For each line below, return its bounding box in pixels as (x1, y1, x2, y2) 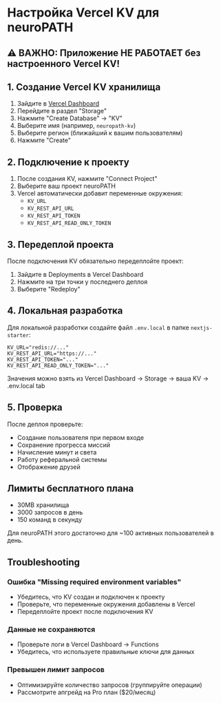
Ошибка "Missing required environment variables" (7, 577, 182, 586)
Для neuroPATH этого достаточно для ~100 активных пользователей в (7, 529, 215, 537)
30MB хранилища (17, 501, 70, 509)
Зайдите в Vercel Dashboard (17, 99, 100, 108)
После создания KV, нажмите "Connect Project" (17, 175, 158, 183)
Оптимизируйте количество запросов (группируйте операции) (17, 680, 202, 688)
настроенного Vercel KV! (7, 57, 120, 70)
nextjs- (190, 325, 213, 331)
